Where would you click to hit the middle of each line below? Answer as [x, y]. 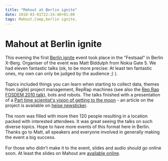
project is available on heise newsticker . [46, 105]
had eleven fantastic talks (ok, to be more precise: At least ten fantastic [78, 68]
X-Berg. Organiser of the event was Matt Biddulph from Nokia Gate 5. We [81, 63]
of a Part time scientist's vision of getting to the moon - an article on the [79, 100]
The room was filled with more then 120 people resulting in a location [76, 116]
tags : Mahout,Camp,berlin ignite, [41, 19]
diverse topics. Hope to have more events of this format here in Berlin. [78, 127]
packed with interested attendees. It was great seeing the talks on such [79, 121]
